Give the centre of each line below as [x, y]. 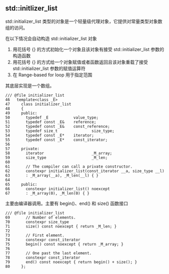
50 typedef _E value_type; [52, 117]
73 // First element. [35, 235]
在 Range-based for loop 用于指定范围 [52, 75]
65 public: [21, 184]
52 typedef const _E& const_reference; [58, 126]
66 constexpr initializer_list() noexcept [58, 189]
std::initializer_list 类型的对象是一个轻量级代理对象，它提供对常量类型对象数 [84, 21]
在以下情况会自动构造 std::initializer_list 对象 [51, 38]
